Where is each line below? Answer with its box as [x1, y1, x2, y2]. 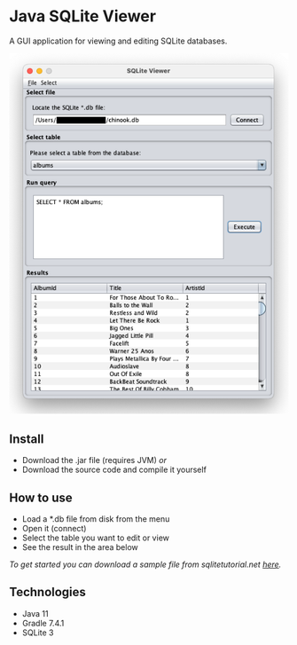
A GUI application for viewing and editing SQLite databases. [9, 35, 228, 46]
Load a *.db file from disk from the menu [21, 514, 170, 524]
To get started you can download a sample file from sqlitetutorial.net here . [9, 559, 282, 570]
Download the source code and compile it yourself [21, 464, 207, 476]
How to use [9, 490, 73, 505]
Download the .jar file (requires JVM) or [21, 455, 167, 466]
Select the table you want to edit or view [21, 532, 170, 543]
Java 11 [21, 608, 49, 618]
